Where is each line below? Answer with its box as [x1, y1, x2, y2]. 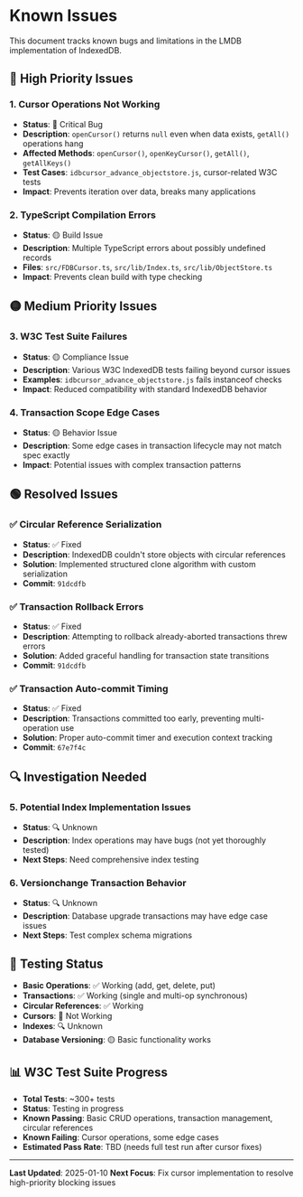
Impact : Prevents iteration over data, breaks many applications [22, 186, 256, 197]
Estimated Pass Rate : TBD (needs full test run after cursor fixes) [22, 1141, 262, 1152]
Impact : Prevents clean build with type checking [22, 271, 203, 282]
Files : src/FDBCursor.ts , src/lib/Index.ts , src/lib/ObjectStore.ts [22, 261, 273, 272]
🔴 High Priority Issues [9, 71, 133, 87]
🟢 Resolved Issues [9, 487, 119, 502]
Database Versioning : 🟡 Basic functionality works [22, 1033, 212, 1044]
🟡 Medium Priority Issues [9, 299, 158, 314]
